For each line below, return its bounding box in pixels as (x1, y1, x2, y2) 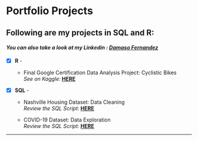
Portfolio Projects (6, 4, 93, 18)
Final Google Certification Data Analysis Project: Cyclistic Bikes (23, 69, 177, 76)
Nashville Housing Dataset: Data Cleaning (23, 99, 125, 106)
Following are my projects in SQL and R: (6, 28, 154, 38)
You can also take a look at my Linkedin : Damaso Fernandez (6, 44, 159, 51)
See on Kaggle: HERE (23, 75, 75, 82)
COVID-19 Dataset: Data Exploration (23, 116, 111, 123)
